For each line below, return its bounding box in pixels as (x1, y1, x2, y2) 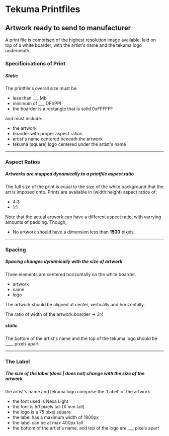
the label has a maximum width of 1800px (12, 414, 99, 420)
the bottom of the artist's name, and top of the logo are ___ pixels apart (12, 425, 159, 431)
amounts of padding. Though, (5, 219, 67, 225)
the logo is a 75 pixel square (12, 409, 71, 415)
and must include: (5, 115, 43, 121)
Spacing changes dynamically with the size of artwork (5, 258, 123, 265)
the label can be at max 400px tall (12, 419, 83, 425)
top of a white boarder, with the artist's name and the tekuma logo (5, 42, 142, 48)
